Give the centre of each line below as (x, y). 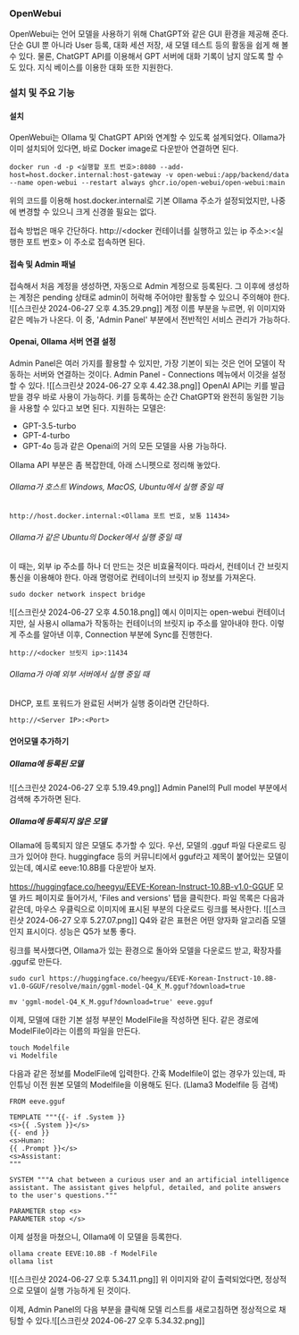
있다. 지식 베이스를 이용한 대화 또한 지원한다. (96, 68)
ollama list (31, 1261)
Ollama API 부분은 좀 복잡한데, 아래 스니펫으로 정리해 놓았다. (115, 464)
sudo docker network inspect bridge (77, 595)
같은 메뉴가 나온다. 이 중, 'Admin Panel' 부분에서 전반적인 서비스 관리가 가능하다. (150, 319)
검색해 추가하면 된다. (45, 799)
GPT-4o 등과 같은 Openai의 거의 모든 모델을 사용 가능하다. (125, 446)
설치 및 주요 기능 (42, 93)
